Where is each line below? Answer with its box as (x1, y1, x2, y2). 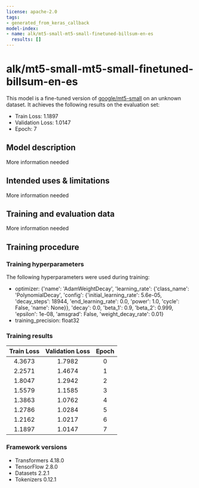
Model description (6, 143, 76, 153)
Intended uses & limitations (6, 176, 110, 186)
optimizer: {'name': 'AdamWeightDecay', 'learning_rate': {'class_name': (14, 285, 189, 293)
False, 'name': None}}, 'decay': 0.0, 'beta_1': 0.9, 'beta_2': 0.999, (14, 304, 174, 311)
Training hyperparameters (6, 260, 84, 268)
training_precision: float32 (14, 317, 79, 324)
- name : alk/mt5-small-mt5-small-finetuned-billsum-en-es (6, 31, 154, 37)
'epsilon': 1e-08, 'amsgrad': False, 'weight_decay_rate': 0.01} (14, 311, 164, 318)
